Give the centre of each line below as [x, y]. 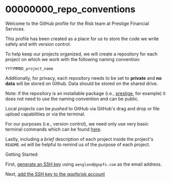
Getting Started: [22, 154]
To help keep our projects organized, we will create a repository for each [81, 54]
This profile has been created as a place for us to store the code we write [82, 39]
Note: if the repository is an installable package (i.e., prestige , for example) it [85, 93]
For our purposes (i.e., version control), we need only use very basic [77, 124]
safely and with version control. [38, 44]
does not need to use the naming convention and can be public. [72, 99]
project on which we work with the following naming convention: [73, 59]
